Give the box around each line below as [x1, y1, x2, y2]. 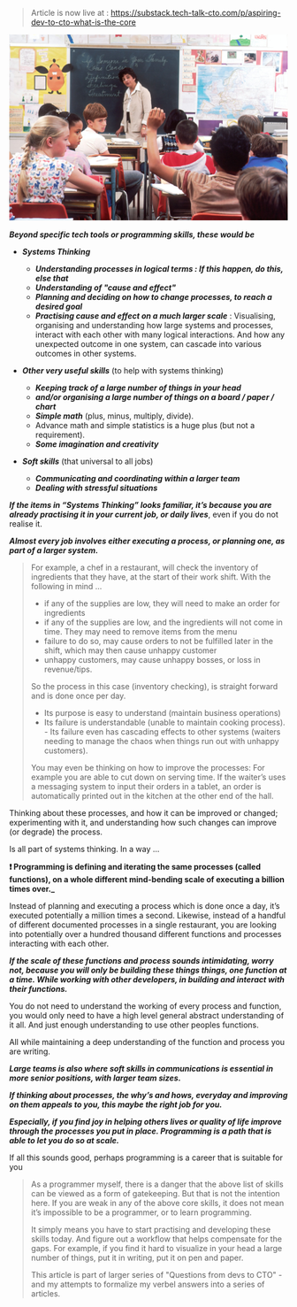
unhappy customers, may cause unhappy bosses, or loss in [43, 654, 261, 665]
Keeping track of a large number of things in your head [34, 382, 241, 393]
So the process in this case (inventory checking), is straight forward [30, 680, 278, 691]
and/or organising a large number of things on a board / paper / [34, 391, 275, 402]
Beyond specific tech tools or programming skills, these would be [9, 229, 255, 240]
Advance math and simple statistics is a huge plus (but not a [34, 419, 255, 430]
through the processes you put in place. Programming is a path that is [9, 1126, 272, 1136]
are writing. [9, 1046, 51, 1057]
